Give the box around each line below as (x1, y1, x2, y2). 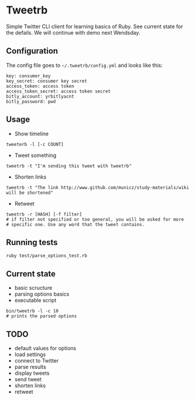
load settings (14, 351, 46, 358)
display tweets (14, 370, 50, 377)
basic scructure (14, 285, 53, 292)
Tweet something (14, 152, 57, 159)
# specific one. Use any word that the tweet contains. (6, 221, 145, 227)
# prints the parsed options (6, 313, 77, 319)
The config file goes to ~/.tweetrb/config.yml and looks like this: (6, 61, 163, 69)
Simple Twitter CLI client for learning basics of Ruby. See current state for (6, 23, 183, 30)
